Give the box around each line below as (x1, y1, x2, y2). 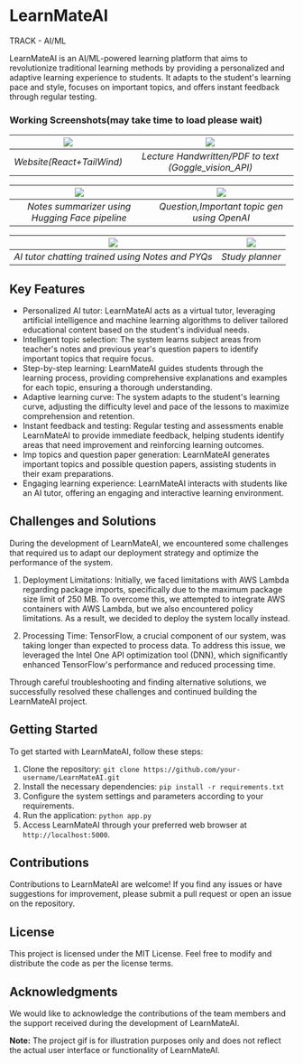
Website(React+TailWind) (14, 155, 124, 168)
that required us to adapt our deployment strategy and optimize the (9, 547, 259, 558)
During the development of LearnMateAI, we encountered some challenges (9, 537, 289, 548)
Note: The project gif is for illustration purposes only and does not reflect (9, 1035, 281, 1046)
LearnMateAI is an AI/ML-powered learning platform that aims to (9, 52, 248, 63)
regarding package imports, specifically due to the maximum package (22, 583, 283, 594)
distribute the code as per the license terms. (9, 958, 174, 969)
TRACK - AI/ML (9, 35, 67, 46)
